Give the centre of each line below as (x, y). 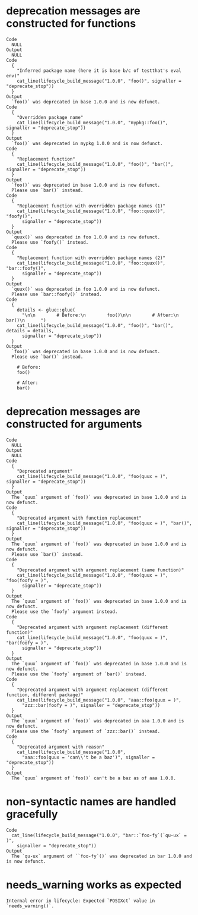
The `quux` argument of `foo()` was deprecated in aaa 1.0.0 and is (98, 721)
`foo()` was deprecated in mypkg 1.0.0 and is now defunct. (87, 143)
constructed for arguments (74, 424)
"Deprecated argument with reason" (61, 747)
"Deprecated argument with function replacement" (79, 518)
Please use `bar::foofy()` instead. (57, 294)
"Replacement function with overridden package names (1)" (91, 206)
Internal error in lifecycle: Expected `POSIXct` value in (81, 901)
